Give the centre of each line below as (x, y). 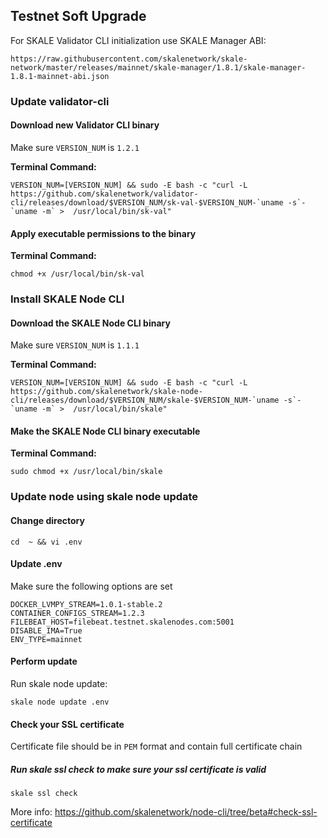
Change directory (47, 520)
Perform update (44, 661)
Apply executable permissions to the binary (103, 233)
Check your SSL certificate (67, 724)
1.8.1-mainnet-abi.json (60, 76)
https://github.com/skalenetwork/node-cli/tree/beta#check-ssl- (186, 812)
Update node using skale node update (104, 497)
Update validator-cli (60, 101)
